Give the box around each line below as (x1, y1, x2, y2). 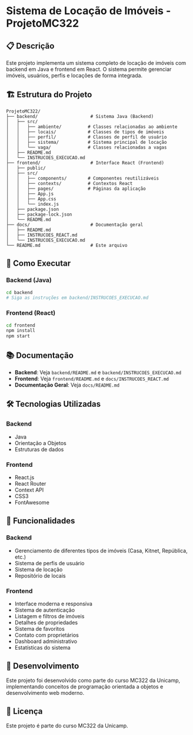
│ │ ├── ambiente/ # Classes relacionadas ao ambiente (6, 124, 178, 130)
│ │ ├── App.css (6, 196, 57, 202)
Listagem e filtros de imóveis (14, 612, 85, 619)
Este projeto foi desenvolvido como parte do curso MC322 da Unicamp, (6, 677, 181, 684)
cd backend (6, 289, 33, 295)
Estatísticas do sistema (14, 644, 71, 651)
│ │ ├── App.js (6, 190, 54, 197)
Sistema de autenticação (14, 606, 75, 614)
